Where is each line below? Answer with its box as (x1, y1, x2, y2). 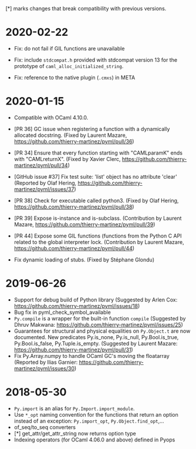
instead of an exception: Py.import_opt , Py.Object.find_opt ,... (13, 417, 165, 424)
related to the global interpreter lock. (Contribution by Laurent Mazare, (13, 238, 184, 246)
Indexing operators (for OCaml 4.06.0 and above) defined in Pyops (13, 436, 175, 443)
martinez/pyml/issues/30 (13, 364, 75, 372)
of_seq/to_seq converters (13, 423, 76, 431)
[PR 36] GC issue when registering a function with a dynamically (13, 125, 170, 132)
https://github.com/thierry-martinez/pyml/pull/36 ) (13, 138, 134, 145)
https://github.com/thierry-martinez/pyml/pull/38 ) (13, 203, 134, 210)
